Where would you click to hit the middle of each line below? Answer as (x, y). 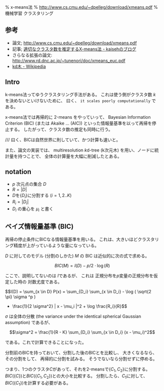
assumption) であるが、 (29, 322)
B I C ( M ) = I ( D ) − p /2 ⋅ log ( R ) (82, 265)
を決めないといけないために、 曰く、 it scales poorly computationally (78, 100)
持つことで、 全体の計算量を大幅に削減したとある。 (70, 156)
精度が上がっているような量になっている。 (56, 245)
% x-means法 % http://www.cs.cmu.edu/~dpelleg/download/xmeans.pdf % (82, 7)
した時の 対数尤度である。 (35, 282)
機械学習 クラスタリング (29, 13)
